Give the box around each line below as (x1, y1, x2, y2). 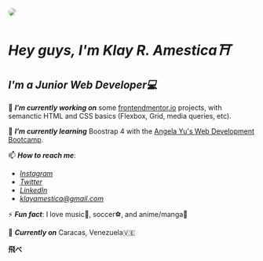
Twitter (19, 177, 43, 186)
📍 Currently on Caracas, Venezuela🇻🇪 (8, 228, 136, 237)
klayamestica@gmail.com (19, 194, 104, 203)
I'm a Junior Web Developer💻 (8, 78, 158, 91)
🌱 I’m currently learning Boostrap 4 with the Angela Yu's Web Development (8, 127, 255, 136)
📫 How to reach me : (8, 151, 76, 160)
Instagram (19, 169, 53, 178)
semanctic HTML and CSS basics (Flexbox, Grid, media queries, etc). (8, 112, 232, 120)
